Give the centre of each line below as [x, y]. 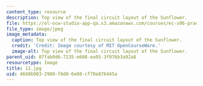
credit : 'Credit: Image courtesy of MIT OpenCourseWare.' [86, 46]
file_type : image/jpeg [35, 29]
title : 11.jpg [24, 68]
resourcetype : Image [32, 62]
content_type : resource [36, 12]
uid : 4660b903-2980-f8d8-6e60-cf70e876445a [62, 74]
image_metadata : [27, 35]
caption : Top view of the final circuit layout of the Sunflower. [97, 40]
